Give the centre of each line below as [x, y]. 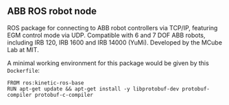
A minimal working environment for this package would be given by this [108, 63]
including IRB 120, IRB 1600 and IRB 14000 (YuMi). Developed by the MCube [115, 42]
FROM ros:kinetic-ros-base [46, 83]
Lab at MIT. [23, 49]
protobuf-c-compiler [64, 95]
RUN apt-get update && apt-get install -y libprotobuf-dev [93, 89]
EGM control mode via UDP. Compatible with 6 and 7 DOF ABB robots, [106, 35]
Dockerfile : [23, 70]
